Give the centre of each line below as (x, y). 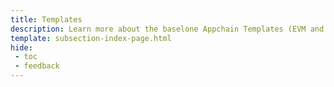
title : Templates (46, 19)
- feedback (37, 66)
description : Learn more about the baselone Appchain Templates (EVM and (167, 29)
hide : (21, 47)
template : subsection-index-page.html (91, 38)
